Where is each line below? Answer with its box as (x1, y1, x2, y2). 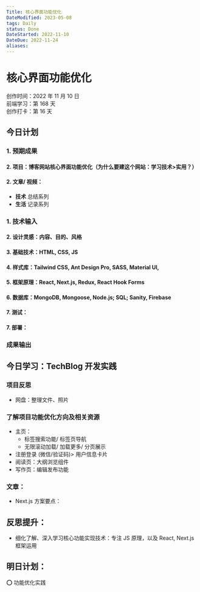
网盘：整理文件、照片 (15, 396, 69, 403)
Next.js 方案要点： (15, 498, 61, 505)
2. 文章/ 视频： (6, 178, 43, 186)
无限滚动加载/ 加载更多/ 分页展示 (24, 443, 106, 450)
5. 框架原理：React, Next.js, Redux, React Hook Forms (6, 278, 145, 286)
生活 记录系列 (15, 200, 49, 208)
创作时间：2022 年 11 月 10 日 (6, 92, 80, 99)
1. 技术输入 (6, 217, 38, 225)
